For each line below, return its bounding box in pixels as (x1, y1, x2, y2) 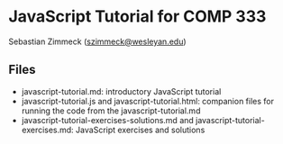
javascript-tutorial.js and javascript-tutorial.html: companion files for (21, 95, 275, 106)
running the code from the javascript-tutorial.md (21, 105, 201, 116)
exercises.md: (21, 124, 74, 135)
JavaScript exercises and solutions (75, 124, 205, 135)
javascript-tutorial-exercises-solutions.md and (21, 114, 195, 125)
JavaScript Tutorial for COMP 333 (8, 6, 267, 27)
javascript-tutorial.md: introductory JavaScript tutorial (21, 85, 222, 96)
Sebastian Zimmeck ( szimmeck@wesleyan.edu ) (8, 36, 187, 47)
